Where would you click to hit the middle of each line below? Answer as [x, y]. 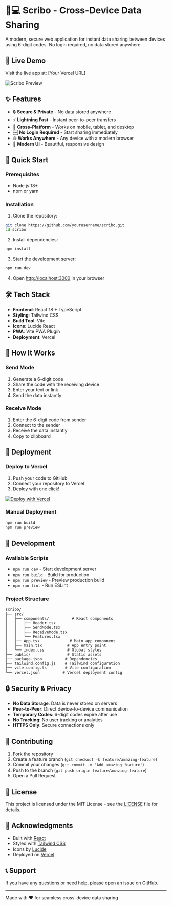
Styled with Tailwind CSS [39, 843]
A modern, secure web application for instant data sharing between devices [85, 39]
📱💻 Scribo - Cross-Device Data [73, 11]
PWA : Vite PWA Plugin [36, 331]
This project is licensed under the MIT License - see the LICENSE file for [81, 804]
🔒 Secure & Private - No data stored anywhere [62, 112]
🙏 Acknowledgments [39, 826]
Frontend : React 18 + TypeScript [47, 309]
